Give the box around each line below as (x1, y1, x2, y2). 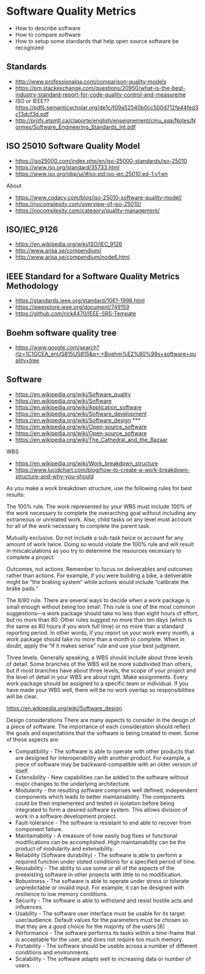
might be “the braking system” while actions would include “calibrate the (6, 578, 189, 585)
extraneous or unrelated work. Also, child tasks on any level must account (6, 516, 192, 523)
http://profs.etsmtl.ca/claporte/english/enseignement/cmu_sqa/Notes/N (15, 117, 196, 124)
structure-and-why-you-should (15, 472, 94, 480)
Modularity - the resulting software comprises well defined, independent (15, 786, 198, 794)
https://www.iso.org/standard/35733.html (15, 164, 120, 171)
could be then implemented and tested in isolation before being (15, 799, 175, 807)
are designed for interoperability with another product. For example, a (15, 754, 190, 761)
